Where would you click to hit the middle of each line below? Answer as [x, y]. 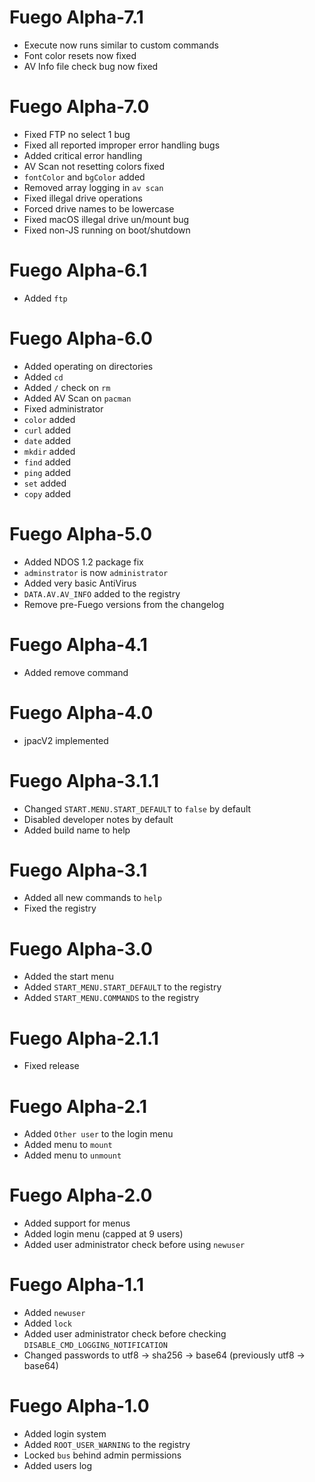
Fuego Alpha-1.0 [79, 1406]
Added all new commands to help [92, 898]
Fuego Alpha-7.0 [79, 107]
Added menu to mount [68, 1145]
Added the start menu [69, 977]
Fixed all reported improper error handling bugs [122, 145]
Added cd [43, 377]
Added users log [58, 1466]
